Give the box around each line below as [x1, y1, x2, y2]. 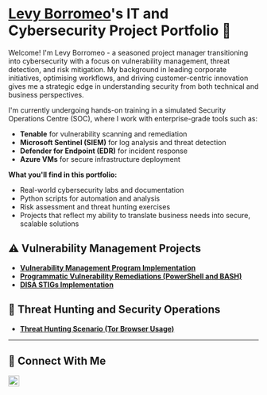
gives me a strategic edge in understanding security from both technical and [8, 81, 259, 91]
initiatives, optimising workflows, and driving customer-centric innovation [8, 73, 249, 82]
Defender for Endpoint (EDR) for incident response [19, 146, 188, 155]
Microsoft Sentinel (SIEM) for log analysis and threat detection [19, 137, 226, 147]
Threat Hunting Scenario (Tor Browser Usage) [19, 324, 175, 333]
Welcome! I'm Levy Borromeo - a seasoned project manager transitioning [8, 48, 249, 57]
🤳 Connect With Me [8, 354, 106, 367]
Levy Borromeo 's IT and [8, 5, 169, 23]
